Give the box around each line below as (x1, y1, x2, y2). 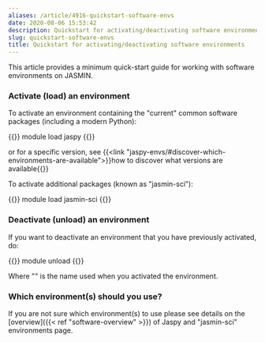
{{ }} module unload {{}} (8, 255, 84, 265)
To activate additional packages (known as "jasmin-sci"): (8, 179, 193, 189)
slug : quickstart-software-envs (8, 33, 114, 42)
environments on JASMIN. (8, 71, 93, 80)
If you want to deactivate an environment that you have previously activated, (8, 232, 257, 241)
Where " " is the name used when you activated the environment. (8, 271, 218, 281)
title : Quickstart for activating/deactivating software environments (8, 41, 245, 49)
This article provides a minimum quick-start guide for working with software (8, 62, 255, 72)
